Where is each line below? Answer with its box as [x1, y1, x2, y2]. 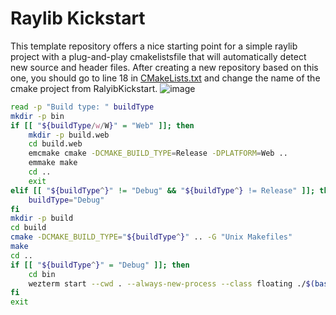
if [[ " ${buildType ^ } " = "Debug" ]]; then [10, 260, 190, 270]
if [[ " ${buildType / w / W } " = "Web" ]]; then [10, 120, 195, 131]
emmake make [28, 158, 78, 168]
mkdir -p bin [10, 111, 65, 121]
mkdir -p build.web [28, 130, 110, 140]
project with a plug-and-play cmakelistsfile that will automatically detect [10, 50, 307, 62]
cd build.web [28, 139, 83, 149]
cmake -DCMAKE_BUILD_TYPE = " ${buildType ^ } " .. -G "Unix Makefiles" [10, 232, 293, 242]
